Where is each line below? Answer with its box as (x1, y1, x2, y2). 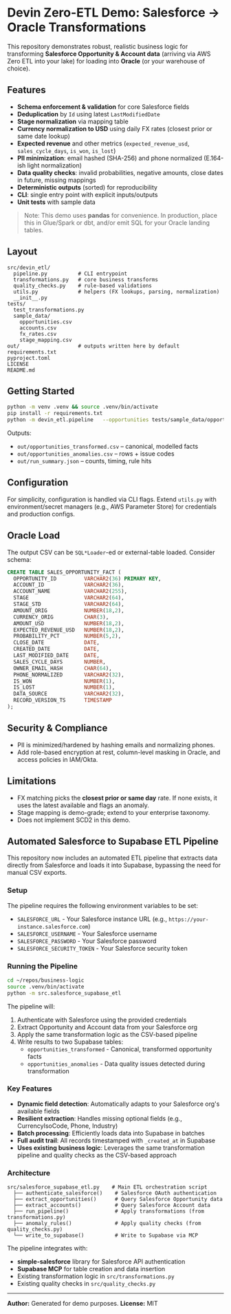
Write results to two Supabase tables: (16, 1038, 124, 1046)
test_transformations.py (13, 306, 85, 313)
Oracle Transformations (7, 19, 146, 35)
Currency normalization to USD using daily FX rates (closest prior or (16, 124, 213, 132)
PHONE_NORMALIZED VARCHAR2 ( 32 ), (13, 671, 125, 678)
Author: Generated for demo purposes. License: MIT (7, 1300, 158, 1308)
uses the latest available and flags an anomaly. (16, 801, 150, 809)
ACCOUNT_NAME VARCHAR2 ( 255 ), (13, 588, 128, 595)
